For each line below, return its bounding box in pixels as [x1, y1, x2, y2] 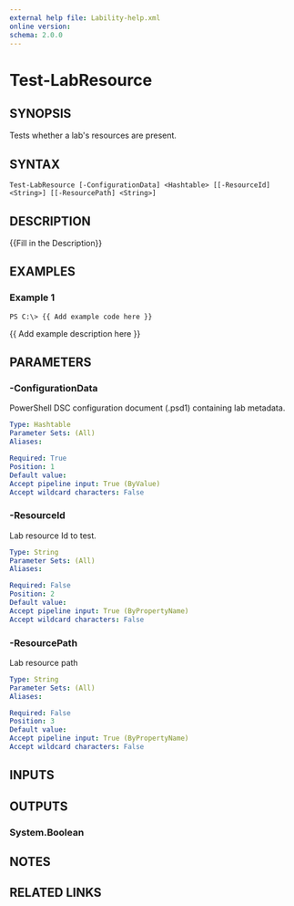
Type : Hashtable [9, 421, 71, 430]
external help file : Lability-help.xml [9, 13, 161, 23]
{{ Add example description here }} [9, 328, 141, 338]
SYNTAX [9, 156, 61, 172]
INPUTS [9, 767, 55, 783]
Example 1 [9, 291, 56, 304]
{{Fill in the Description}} [9, 238, 103, 248]
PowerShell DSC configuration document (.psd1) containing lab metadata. [9, 402, 286, 413]
